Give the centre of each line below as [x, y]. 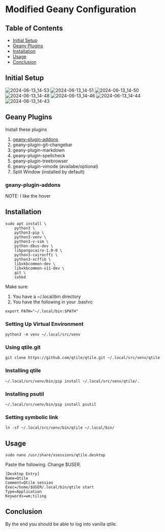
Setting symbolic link [32, 417]
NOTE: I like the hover [28, 196]
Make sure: [17, 287]
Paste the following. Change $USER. [43, 465]
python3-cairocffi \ [36, 255]
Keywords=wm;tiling [26, 496]
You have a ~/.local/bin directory [47, 296]
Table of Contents [34, 28]
